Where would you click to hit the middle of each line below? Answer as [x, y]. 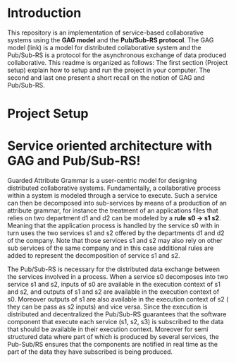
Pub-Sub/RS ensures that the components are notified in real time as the [113, 345]
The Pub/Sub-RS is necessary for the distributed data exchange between [114, 269]
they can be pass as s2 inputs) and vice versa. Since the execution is [107, 307]
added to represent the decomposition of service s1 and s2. [94, 256]
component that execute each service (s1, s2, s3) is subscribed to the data [116, 322]
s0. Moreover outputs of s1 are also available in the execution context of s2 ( [118, 299]
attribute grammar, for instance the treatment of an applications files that [113, 210]
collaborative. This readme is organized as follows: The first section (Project [118, 62]
